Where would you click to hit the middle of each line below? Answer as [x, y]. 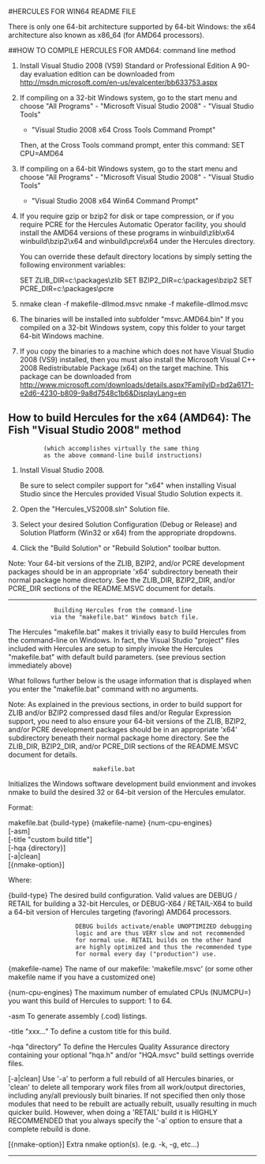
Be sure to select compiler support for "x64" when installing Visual [128, 485]
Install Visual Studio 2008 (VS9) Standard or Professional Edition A [128, 65]
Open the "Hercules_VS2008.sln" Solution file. [95, 509]
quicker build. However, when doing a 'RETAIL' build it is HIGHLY [113, 1112]
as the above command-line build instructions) [123, 455]
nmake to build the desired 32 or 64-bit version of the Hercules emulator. [127, 792]
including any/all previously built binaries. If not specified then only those [127, 1095]
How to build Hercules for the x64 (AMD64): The [130, 418]
